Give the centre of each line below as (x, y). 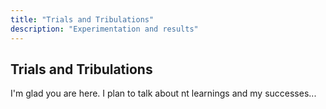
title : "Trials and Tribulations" (82, 19)
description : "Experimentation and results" (104, 29)
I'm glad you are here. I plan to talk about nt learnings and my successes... (163, 93)
